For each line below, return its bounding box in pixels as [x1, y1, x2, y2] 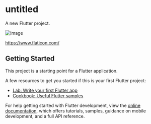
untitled [5, 4, 39, 15]
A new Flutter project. [5, 20, 50, 26]
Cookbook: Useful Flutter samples [12, 92, 84, 99]
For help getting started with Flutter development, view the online [5, 102, 141, 108]
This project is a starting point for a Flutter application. [5, 68, 118, 74]
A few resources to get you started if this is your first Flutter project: [5, 77, 146, 84]
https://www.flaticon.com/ [5, 39, 59, 46]
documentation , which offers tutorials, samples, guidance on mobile [5, 107, 146, 114]
